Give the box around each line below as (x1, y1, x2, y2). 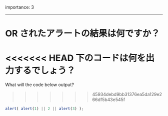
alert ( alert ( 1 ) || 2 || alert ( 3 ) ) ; (5, 107, 84, 112)
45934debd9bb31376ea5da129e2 (92, 92, 162, 98)
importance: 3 (5, 4, 34, 10)
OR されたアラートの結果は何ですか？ (5, 28, 160, 39)
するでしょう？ (14, 65, 76, 76)
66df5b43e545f (92, 97, 125, 103)
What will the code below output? (5, 82, 74, 88)
